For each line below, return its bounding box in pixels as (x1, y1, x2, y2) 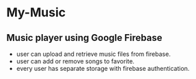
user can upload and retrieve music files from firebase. (16, 50, 171, 58)
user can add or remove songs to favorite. (16, 57, 135, 65)
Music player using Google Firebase (6, 32, 163, 44)
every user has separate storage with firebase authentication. (16, 65, 190, 72)
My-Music (6, 5, 66, 20)
